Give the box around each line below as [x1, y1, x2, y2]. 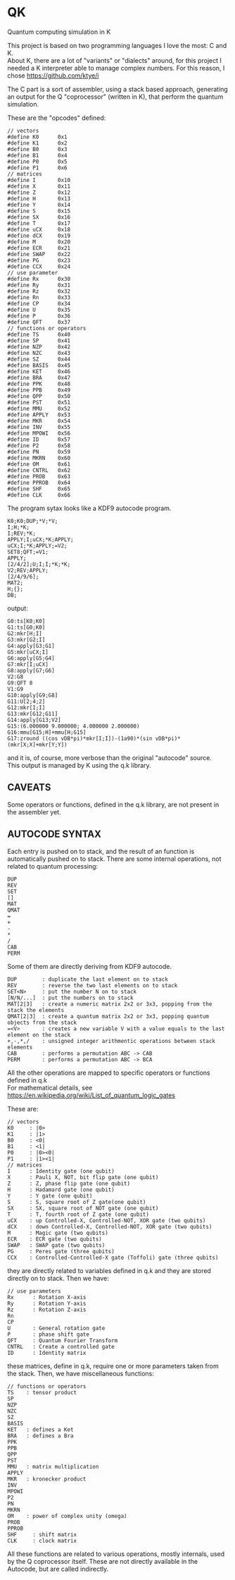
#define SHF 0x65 [7, 485, 71, 493]
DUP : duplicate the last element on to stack [7, 975, 169, 983]
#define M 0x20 [7, 238, 71, 246]
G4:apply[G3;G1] [7, 642, 55, 649]
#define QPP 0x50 [7, 392, 71, 399]
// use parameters [7, 1287, 61, 1295]
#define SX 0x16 [7, 213, 71, 221]
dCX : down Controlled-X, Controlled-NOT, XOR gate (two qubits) [7, 1223, 212, 1230]
